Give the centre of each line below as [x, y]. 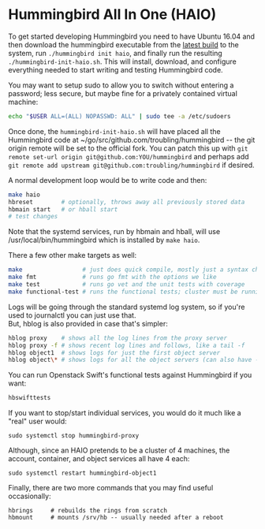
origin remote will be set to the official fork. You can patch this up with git [128, 148]
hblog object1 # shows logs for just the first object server [114, 352]
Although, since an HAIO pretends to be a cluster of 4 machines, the [119, 450]
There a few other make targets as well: [73, 255]
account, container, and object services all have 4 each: [99, 459]
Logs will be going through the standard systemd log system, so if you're [127, 307]
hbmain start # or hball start [63, 209]
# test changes [33, 217]
